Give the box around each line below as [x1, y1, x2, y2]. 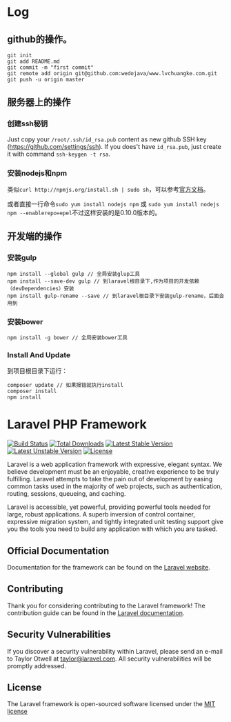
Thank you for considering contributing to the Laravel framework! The [7, 601, 205, 610]
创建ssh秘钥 [7, 119, 48, 128]
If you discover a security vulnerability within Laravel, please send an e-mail [7, 647, 223, 655]
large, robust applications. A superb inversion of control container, [7, 510, 195, 519]
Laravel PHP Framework [7, 417, 147, 432]
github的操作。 [7, 33, 72, 45]
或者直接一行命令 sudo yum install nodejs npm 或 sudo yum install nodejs [7, 199, 219, 208]
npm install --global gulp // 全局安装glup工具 [7, 270, 140, 277]
